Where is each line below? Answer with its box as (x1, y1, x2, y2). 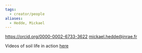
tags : (5, 7, 16, 12)
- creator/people (9, 12, 45, 16)
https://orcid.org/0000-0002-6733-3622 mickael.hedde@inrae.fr (5, 34, 138, 40)
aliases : (5, 16, 23, 21)
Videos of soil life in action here (5, 43, 69, 49)
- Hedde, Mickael (9, 20, 45, 26)
